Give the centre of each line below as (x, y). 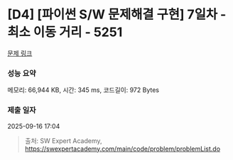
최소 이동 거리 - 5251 (65, 32)
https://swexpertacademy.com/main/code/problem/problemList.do (123, 149)
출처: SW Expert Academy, (63, 141)
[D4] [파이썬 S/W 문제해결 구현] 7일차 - (117, 15)
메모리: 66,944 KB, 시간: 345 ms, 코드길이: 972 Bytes (83, 90)
